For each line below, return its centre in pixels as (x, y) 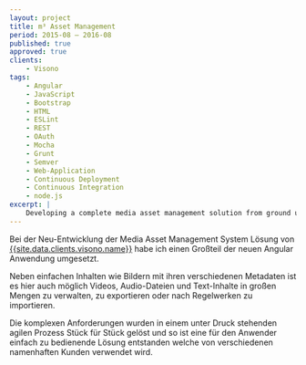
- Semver (42, 162)
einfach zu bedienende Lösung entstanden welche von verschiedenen (141, 342)
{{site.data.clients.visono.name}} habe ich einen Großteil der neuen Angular (152, 248)
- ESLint (42, 120)
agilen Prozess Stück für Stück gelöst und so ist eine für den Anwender (143, 332)
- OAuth (40, 137)
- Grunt (40, 153)
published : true (40, 43)
